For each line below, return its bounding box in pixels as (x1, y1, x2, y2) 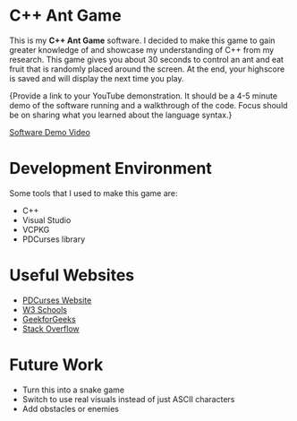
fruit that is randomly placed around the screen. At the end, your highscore (9, 64, 285, 74)
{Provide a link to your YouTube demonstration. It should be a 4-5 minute (9, 90, 278, 101)
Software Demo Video (9, 126, 91, 137)
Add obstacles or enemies (21, 403, 119, 414)
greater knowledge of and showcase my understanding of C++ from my (9, 44, 275, 55)
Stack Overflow (21, 323, 81, 334)
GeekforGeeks (21, 314, 76, 324)
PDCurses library (21, 234, 86, 245)
